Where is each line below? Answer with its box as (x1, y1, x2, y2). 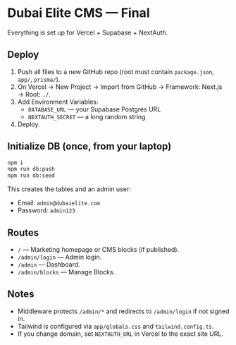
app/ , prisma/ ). (17, 75, 61, 83)
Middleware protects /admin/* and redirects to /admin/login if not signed (17, 307, 230, 315)
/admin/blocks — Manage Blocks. (17, 268, 116, 276)
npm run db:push (7, 166, 55, 173)
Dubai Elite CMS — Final (7, 5, 150, 21)
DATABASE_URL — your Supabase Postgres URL (27, 104, 161, 114)
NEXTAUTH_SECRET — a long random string (27, 112, 146, 121)
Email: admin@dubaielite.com (17, 199, 101, 207)
